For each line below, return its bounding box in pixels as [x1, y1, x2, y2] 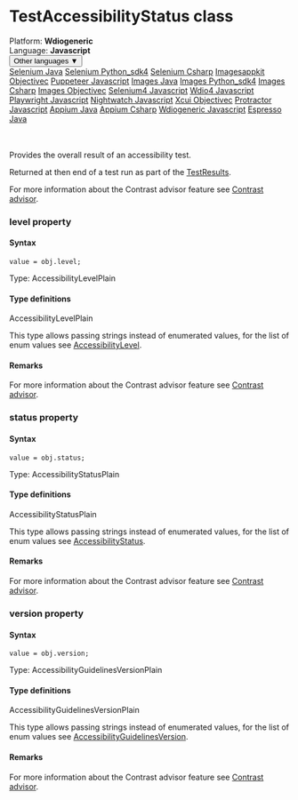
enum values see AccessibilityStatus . [9, 535, 146, 546]
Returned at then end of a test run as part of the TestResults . [9, 166, 231, 177]
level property [9, 215, 72, 228]
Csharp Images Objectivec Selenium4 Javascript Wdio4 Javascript [9, 84, 254, 95]
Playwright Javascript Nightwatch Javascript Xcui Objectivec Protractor [9, 94, 272, 105]
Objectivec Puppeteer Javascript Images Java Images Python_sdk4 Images [9, 76, 286, 86]
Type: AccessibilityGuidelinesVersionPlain [9, 665, 163, 676]
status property [9, 412, 78, 424]
